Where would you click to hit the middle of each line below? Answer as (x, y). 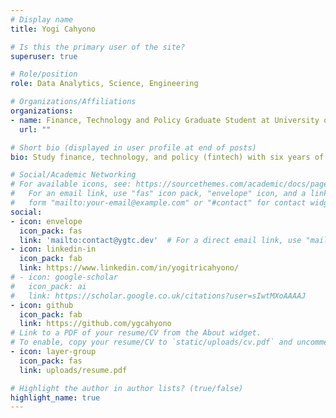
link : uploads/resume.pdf (73, 370)
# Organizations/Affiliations (73, 102)
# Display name (42, 19)
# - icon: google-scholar (64, 277)
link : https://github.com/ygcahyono (95, 324)
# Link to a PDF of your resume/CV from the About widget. (136, 333)
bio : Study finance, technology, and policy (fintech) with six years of (167, 157)
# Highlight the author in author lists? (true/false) (127, 388)
